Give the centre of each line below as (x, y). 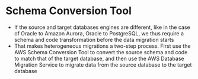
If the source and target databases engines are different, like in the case (102, 27)
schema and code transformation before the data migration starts (94, 39)
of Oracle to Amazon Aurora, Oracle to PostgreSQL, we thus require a (99, 33)
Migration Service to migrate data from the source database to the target (103, 65)
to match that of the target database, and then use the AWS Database (99, 58)
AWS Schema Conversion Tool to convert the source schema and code (101, 52)
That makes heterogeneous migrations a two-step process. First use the (102, 46)
